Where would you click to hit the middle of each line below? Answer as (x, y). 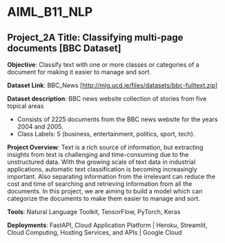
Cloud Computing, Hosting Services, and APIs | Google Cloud (95, 232)
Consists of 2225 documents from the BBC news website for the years (117, 119)
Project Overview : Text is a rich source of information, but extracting (105, 147)
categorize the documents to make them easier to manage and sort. (104, 198)
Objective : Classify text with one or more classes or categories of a (103, 65)
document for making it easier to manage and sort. (79, 72)
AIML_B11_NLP (50, 12)
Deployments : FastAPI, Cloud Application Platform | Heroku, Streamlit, (107, 225)
